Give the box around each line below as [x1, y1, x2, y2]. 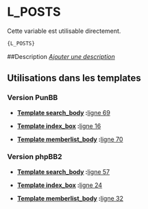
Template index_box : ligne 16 [16, 121, 101, 130]
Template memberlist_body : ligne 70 [16, 135, 123, 143]
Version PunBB [7, 93, 58, 103]
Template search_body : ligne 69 [16, 108, 111, 116]
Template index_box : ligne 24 [16, 181, 103, 189]
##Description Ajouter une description [7, 52, 115, 60]
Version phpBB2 [7, 152, 63, 162]
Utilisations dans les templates [7, 73, 142, 84]
